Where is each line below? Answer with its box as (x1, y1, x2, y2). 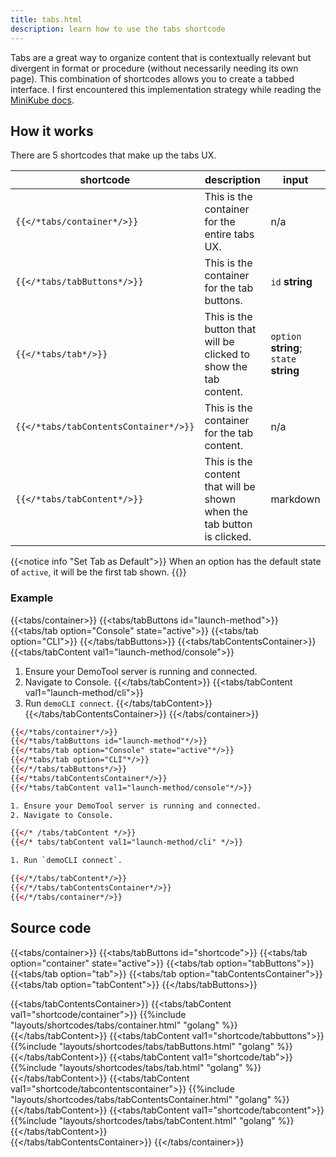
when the (204, 505, 249, 519)
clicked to (204, 347, 250, 361)
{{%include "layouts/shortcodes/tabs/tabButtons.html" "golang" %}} (10, 1040, 293, 1052)
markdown (270, 492, 321, 506)
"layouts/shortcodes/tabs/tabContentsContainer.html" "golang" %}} (10, 1093, 290, 1105)
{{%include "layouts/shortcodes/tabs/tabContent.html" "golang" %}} (10, 1114, 295, 1126)
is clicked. (204, 530, 252, 544)
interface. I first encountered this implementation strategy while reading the (10, 83, 322, 95)
